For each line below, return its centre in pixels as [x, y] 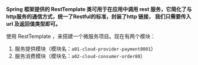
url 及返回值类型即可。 [33, 24]
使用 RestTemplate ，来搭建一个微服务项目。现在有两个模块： [81, 36]
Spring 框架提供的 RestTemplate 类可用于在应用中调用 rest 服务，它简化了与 [99, 9]
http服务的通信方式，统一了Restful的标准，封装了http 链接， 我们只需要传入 [99, 16]
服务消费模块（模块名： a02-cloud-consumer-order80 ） [80, 56]
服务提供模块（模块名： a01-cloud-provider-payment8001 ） [85, 49]
